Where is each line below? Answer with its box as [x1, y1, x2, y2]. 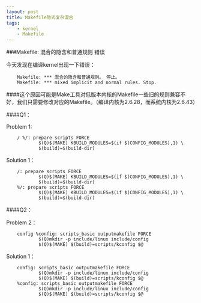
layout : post [6, 8, 39, 15]
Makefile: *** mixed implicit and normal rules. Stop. [17, 79, 157, 86]
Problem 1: [6, 123, 32, 130]
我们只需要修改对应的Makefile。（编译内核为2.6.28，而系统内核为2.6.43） [16, 99, 198, 106]
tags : [6, 20, 20, 26]
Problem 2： [6, 219, 37, 226]
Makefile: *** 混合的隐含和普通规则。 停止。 [17, 75, 120, 81]
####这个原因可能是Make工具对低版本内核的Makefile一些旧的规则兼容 [6, 91, 181, 98]
